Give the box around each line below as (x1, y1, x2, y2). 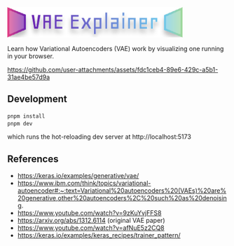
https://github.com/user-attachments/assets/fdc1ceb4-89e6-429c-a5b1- (7, 65, 219, 74)
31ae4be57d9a (7, 73, 50, 81)
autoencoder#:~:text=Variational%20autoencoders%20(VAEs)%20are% (17, 186, 226, 195)
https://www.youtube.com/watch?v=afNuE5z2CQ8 (17, 224, 165, 232)
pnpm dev (7, 120, 33, 127)
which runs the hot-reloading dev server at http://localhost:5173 (7, 132, 191, 141)
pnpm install (7, 112, 46, 120)
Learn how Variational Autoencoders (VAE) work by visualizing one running (7, 44, 224, 53)
